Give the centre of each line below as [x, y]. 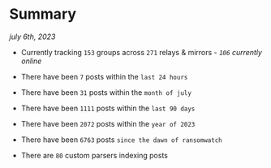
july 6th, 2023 [32, 37]
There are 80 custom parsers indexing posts [95, 155]
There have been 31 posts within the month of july [106, 92]
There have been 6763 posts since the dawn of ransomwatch [121, 140]
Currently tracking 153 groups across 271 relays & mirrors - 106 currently [142, 52]
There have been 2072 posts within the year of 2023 [108, 123]
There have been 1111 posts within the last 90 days [108, 108]
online [31, 61]
